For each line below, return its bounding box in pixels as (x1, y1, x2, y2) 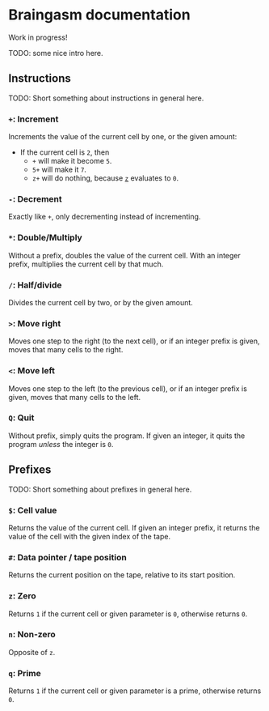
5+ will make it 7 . (32, 164, 87, 175)
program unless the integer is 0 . (8, 439, 114, 449)
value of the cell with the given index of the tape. (8, 531, 171, 541)
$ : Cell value (8, 505, 57, 516)
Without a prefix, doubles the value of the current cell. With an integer (8, 250, 241, 260)
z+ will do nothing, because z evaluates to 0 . (32, 173, 179, 183)
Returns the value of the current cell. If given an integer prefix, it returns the (8, 522, 260, 532)
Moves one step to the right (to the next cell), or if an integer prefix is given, (8, 336, 260, 346)
